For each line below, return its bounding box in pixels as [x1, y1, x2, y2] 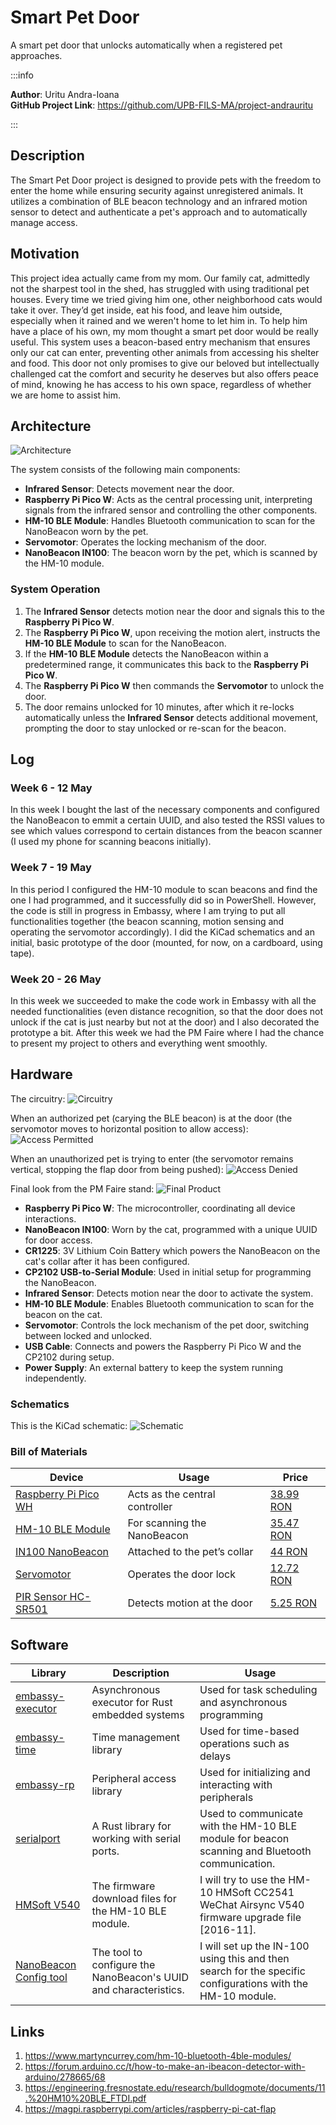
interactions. [24, 1212, 77, 1225]
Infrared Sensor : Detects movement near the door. [24, 483, 235, 495]
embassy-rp [15, 1778, 75, 1792]
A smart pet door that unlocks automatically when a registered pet [10, 39, 283, 51]
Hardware [10, 1066, 73, 1083]
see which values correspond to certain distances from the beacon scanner [10, 825, 323, 837]
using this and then [199, 1952, 290, 1966]
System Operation [10, 582, 101, 596]
